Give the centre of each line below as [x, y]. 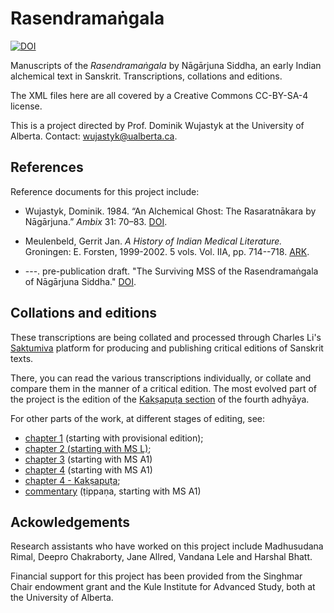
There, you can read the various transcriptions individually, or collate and [161, 378]
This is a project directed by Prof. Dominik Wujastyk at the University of [157, 125]
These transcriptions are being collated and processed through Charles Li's [166, 337]
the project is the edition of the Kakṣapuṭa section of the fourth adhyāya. [160, 399]
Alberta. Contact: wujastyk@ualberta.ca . [94, 136]
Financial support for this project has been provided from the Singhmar [156, 576]
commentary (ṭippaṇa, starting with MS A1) [113, 491]
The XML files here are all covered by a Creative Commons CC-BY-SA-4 [159, 95]
